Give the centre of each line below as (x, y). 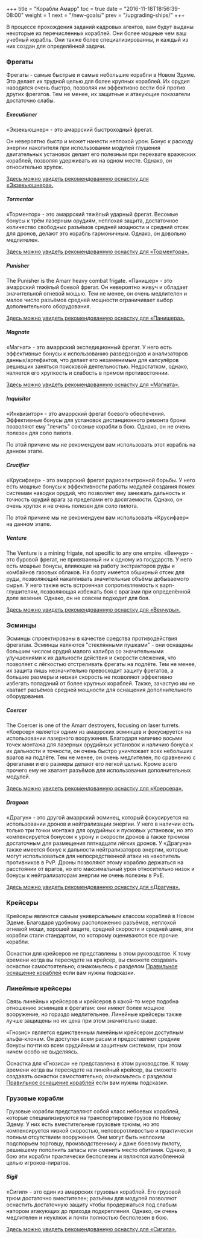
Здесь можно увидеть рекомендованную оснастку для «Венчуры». (93, 610)
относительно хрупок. (35, 167)
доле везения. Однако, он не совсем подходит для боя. (78, 598)
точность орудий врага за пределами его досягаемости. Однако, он (94, 500)
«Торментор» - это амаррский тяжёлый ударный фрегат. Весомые (92, 215)
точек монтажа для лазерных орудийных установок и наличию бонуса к (100, 745)
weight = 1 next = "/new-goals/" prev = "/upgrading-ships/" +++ (105, 15)
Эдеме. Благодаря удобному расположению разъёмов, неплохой (91, 922)
